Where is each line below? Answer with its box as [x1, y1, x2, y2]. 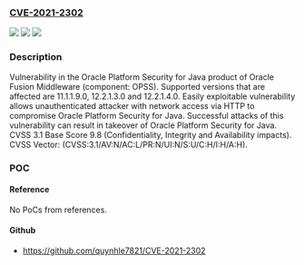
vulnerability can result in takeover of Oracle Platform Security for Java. [9, 120, 278, 131]
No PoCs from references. [9, 204, 107, 215]
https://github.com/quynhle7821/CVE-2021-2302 [22, 245, 206, 256]
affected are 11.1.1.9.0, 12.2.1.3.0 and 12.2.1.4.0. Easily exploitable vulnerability [9, 91, 296, 102]
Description [9, 51, 63, 64]
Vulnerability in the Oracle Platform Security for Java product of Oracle [9, 71, 275, 83]
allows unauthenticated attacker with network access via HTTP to [9, 100, 255, 111]
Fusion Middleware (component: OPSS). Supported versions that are [9, 81, 266, 92]
